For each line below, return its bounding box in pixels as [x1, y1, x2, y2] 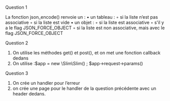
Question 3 [5, 70, 28, 76]
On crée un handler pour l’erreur [12, 80, 80, 86]
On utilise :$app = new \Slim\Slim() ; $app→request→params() [12, 61, 143, 66]
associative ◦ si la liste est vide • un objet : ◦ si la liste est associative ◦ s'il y [5, 20, 164, 25]
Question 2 [5, 40, 28, 46]
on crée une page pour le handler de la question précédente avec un [12, 85, 156, 91]
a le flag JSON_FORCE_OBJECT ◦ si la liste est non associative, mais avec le [5, 25, 165, 31]
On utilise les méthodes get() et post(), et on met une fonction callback [12, 50, 161, 56]
